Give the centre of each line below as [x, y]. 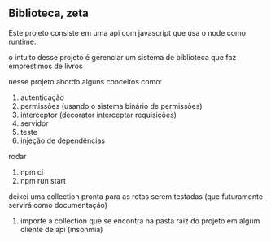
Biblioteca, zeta [49, 13]
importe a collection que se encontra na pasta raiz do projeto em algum [140, 220]
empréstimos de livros [46, 66]
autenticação [42, 97]
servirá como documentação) [58, 205]
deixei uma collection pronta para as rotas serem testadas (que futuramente [135, 196]
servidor [34, 123]
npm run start [43, 180]
